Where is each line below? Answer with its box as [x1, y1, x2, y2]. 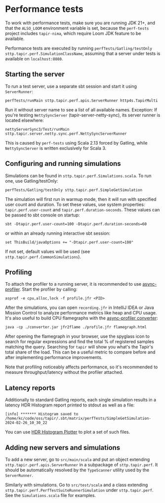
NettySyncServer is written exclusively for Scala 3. [5, 145, 107, 151]
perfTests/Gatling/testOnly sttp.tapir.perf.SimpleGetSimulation [5, 187, 142, 193]
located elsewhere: [5, 117, 44, 123]
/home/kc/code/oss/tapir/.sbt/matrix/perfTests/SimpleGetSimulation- [5, 416, 152, 421]
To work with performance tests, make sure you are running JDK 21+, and [5, 20, 156, 26]
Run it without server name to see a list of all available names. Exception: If [5, 106, 157, 112]
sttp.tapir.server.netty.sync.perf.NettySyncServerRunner [5, 131, 127, 136]
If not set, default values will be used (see [5, 249, 90, 254]
